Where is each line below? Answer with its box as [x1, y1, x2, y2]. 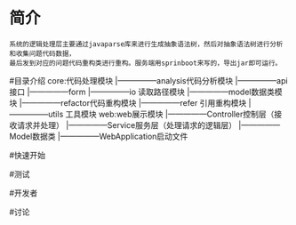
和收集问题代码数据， [9, 49, 76, 58]
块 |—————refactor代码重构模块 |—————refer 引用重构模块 [9, 97, 247, 108]
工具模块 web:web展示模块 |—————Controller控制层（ [65, 108, 275, 119]
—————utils [9, 108, 64, 119]
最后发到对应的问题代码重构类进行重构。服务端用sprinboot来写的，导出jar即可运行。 [9, 59, 283, 68]
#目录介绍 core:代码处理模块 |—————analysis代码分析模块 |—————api [9, 75, 288, 85]
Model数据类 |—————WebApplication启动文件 [9, 131, 188, 141]
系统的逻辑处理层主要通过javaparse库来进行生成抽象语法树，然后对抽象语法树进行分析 [9, 39, 284, 49]
